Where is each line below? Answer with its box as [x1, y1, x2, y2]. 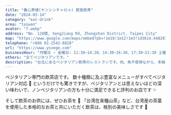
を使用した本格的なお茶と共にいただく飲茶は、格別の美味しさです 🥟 [5, 104, 148, 110]
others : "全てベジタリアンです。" [5, 54, 70, 60]
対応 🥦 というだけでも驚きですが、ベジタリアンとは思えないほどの [18, 80, 158, 87]
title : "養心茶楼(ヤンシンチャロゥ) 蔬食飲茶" [5, 7, 94, 13]
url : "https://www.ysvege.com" [5, 45, 72, 50]
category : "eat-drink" [5, 17, 53, 22]
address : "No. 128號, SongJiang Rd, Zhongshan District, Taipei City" [5, 31, 158, 36]
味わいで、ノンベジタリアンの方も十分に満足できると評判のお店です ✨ [9, 87, 157, 93]
